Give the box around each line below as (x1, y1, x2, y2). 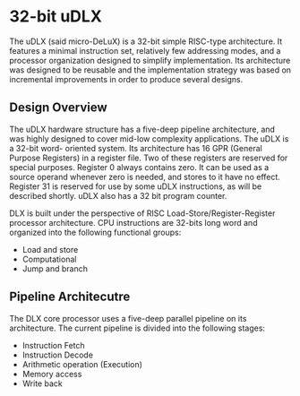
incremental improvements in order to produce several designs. (9, 73, 244, 84)
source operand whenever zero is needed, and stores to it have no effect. (9, 171, 280, 182)
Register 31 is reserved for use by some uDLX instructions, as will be (9, 181, 262, 192)
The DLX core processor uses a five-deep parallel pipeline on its (9, 313, 247, 323)
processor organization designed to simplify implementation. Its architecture (9, 55, 291, 65)
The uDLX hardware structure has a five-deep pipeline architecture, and (9, 124, 276, 134)
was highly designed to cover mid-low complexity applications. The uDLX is (9, 133, 289, 144)
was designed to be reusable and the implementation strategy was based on (9, 65, 292, 75)
